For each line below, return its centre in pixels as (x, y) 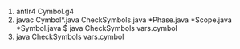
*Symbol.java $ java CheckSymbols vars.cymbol (97, 28)
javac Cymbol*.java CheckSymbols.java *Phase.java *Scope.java (124, 20)
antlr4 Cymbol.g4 (45, 11)
